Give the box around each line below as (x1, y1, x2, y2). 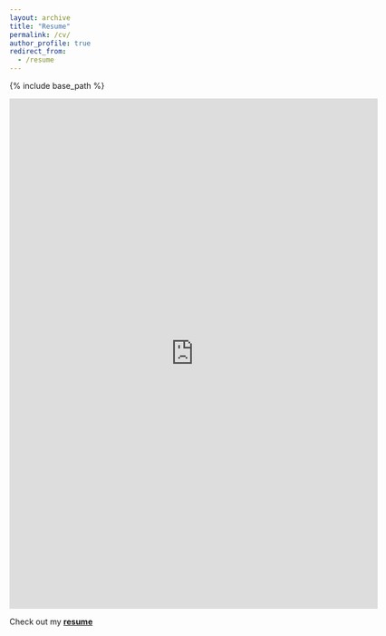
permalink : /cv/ (9, 30, 71, 39)
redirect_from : (9, 47, 67, 56)
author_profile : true (9, 38, 92, 48)
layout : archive (9, 13, 71, 23)
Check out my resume (9, 616, 93, 627)
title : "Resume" (9, 22, 71, 31)
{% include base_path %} (9, 81, 105, 91)
